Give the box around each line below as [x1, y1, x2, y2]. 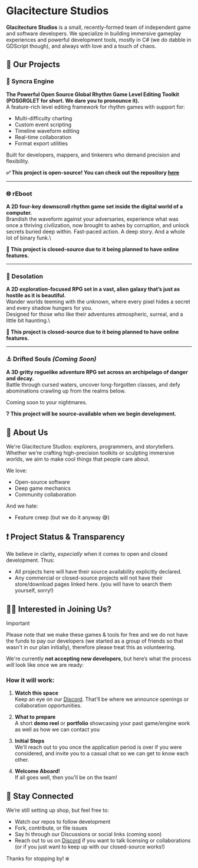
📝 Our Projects [6, 60, 60, 70]
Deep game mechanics [14, 485, 71, 492]
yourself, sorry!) [14, 587, 54, 594]
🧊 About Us [6, 427, 48, 437]
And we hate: [6, 503, 38, 510]
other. [14, 756, 29, 764]
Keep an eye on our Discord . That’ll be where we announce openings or [14, 696, 189, 703]
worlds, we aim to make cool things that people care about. [6, 456, 150, 463]
